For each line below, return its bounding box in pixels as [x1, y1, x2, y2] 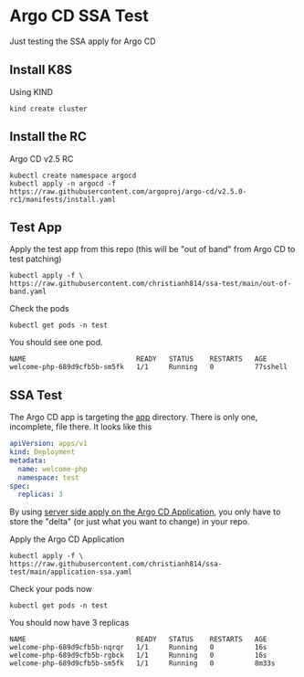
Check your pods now [9, 584, 93, 595]
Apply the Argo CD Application [9, 534, 125, 545]
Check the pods [9, 303, 70, 314]
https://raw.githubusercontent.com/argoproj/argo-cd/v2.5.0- [9, 186, 247, 196]
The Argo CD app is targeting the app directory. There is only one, [9, 412, 258, 423]
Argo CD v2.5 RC [9, 153, 74, 164]
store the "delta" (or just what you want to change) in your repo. [9, 516, 250, 527]
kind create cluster [9, 104, 89, 113]
